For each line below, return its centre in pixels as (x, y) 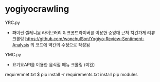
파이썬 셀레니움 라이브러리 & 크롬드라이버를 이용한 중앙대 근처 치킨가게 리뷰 (84, 32)
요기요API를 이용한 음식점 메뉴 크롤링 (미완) (53, 64)
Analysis (21, 44)
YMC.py (13, 54)
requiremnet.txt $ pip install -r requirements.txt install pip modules (71, 74)
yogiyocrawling (37, 9)
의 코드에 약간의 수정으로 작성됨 (60, 44)
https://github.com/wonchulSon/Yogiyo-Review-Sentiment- (85, 39)
